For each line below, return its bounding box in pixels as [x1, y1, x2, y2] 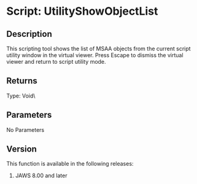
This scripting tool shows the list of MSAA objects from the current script [6, 45, 191, 52]
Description [6, 29, 52, 39]
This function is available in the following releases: [6, 160, 134, 167]
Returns [6, 75, 38, 86]
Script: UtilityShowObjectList [6, 4, 158, 18]
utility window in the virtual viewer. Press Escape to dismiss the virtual [6, 52, 183, 59]
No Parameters [6, 126, 45, 133]
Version [6, 144, 37, 155]
